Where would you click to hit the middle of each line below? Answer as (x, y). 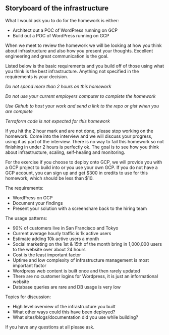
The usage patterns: (26, 218)
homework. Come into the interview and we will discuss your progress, (79, 136)
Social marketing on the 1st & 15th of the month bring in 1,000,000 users (87, 244)
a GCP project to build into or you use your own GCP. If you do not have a (81, 167)
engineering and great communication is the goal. (57, 56)
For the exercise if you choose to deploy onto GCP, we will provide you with (84, 162)
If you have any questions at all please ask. (50, 327)
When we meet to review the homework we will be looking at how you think (83, 45)
